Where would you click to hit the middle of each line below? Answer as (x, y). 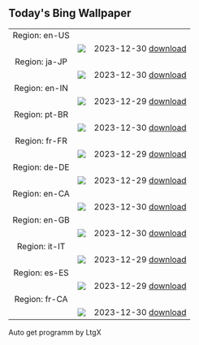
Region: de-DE (41, 167)
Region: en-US (41, 35)
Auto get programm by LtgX (55, 332)
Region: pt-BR (41, 114)
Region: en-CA (41, 193)
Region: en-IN (41, 88)
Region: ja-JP (41, 62)
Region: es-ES (41, 273)
